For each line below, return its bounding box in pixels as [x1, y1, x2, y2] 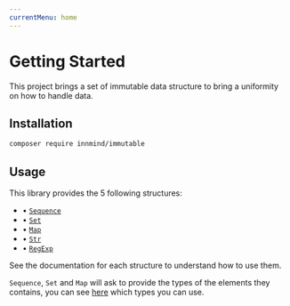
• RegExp [21, 243, 53, 254]
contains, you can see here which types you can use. [9, 286, 205, 298]
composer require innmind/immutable [9, 140, 145, 149]
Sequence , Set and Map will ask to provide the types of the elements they [9, 278, 270, 288]
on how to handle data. [9, 90, 93, 101]
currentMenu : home [9, 12, 77, 22]
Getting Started [9, 51, 126, 71]
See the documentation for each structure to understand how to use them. [9, 260, 282, 271]
